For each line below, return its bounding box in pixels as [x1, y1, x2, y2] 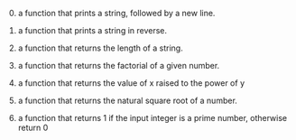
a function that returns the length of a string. [17, 42, 183, 53]
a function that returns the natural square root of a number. [17, 95, 237, 106]
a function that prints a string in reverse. [17, 25, 168, 35]
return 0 [17, 122, 49, 133]
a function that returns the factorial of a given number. [17, 61, 220, 70]
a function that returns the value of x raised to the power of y [17, 78, 245, 89]
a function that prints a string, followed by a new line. [17, 8, 216, 18]
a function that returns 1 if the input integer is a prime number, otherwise [17, 113, 288, 123]
